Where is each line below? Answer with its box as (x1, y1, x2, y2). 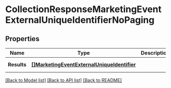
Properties (5, 34, 40, 43)
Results (8, 61, 27, 68)
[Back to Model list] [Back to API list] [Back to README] (5, 77, 122, 83)
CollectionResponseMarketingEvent (5, 4, 162, 15)
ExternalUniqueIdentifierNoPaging (5, 14, 155, 26)
